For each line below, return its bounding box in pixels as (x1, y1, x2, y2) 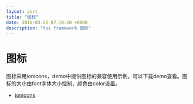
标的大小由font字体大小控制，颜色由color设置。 (6, 80, 121, 87)
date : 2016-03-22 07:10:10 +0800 (6, 19, 88, 25)
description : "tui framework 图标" (6, 25, 92, 31)
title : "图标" (6, 14, 39, 20)
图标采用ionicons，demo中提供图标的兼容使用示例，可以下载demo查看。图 (6, 73, 188, 80)
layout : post (6, 8, 38, 15)
